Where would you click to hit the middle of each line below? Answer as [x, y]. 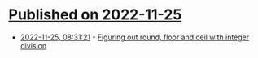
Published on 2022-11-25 [95, 15]
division [33, 45]
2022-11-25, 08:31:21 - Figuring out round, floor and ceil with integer [135, 37]
